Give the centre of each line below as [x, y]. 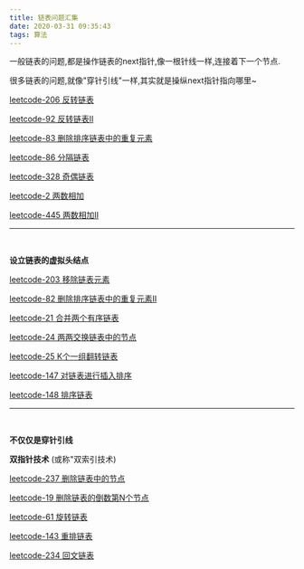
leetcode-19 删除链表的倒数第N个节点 [79, 498]
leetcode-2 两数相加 [47, 196]
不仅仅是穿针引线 [41, 441]
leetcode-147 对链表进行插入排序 [71, 375]
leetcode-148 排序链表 [51, 395]
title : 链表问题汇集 [44, 18]
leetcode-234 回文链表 [52, 555]
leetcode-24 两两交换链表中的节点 [73, 337]
